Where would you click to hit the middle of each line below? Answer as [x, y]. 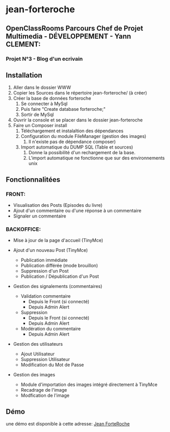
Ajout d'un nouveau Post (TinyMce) [51, 250]
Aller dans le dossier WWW [42, 87]
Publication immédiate [44, 260]
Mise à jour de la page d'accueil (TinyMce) [58, 241]
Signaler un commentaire [40, 216]
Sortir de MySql [37, 115]
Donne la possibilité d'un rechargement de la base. [82, 153]
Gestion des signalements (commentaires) [58, 286]
